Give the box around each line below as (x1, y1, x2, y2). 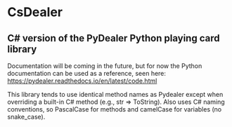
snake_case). (7, 113, 46, 121)
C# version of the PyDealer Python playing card (7, 32, 220, 44)
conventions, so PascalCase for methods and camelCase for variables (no (7, 105, 222, 113)
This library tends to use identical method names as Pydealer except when (7, 91, 224, 98)
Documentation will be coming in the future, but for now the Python (7, 62, 202, 70)
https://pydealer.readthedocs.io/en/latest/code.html (7, 76, 157, 85)
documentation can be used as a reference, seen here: (7, 69, 167, 77)
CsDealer (7, 4, 63, 20)
